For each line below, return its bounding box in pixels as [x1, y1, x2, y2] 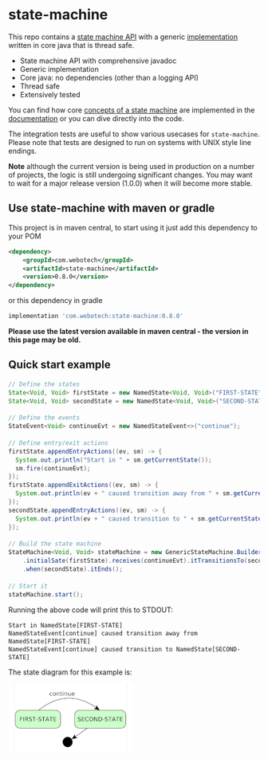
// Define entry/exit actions [8, 438, 109, 447]
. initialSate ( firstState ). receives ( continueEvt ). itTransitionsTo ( [22, 556, 248, 565]
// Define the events [8, 414, 81, 422]
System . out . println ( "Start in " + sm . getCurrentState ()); [15, 456, 213, 464]
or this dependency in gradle [8, 296, 103, 305]
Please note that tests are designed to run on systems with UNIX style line [8, 137, 251, 147]
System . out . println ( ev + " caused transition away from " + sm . [15, 490, 234, 497]
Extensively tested [19, 89, 81, 99]
